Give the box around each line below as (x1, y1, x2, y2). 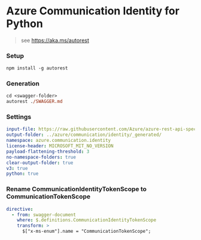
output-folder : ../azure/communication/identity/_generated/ (6, 132, 162, 138)
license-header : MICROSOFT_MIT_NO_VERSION (6, 143, 114, 149)
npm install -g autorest (6, 65, 68, 71)
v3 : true (6, 165, 28, 171)
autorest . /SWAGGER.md (6, 99, 63, 105)
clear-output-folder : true (6, 160, 74, 166)
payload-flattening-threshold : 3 (6, 148, 90, 154)
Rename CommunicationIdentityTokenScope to (6, 185, 147, 193)
